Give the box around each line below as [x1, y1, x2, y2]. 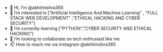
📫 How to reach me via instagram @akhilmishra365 [9, 42, 116, 47]
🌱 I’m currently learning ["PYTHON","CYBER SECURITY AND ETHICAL [9, 26, 152, 31]
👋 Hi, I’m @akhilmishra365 [9, 5, 64, 10]
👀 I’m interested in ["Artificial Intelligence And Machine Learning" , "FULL [9, 10, 159, 16]
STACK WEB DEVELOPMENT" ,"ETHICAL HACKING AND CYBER [9, 15, 140, 21]
